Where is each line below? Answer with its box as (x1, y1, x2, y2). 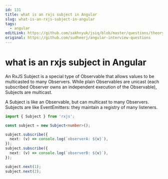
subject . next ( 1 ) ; (5, 164, 41, 169)
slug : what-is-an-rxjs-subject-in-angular (5, 16, 95, 21)
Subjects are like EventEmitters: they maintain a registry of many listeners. (5, 104, 158, 110)
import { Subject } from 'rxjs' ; (5, 113, 75, 119)
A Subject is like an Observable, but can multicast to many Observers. (5, 98, 149, 105)
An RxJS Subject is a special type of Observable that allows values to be (5, 73, 154, 79)
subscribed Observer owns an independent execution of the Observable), (5, 83, 157, 90)
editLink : (5, 30, 26, 35)
